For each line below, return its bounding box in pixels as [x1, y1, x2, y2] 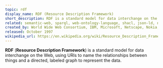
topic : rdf [5, 7, 27, 12]
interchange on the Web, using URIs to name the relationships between [5, 52, 147, 58]
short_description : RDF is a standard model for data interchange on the [5, 16, 158, 21]
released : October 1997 [5, 29, 53, 34]
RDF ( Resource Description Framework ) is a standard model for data [5, 47, 144, 53]
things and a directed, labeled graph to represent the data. [5, 57, 122, 63]
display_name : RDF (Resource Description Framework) [5, 12, 114, 16]
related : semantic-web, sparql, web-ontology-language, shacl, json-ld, [5, 20, 155, 26]
